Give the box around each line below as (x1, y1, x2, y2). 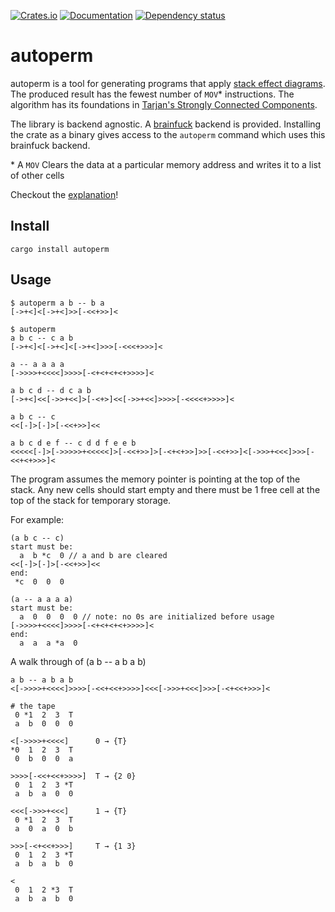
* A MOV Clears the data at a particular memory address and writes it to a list (10, 158, 322, 170)
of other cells (10, 169, 65, 181)
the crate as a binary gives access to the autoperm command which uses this (10, 128, 326, 140)
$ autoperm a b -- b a (10, 298, 105, 308)
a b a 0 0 (14, 788, 74, 799)
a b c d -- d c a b (10, 385, 92, 395)
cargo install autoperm (10, 244, 110, 254)
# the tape (10, 701, 56, 711)
